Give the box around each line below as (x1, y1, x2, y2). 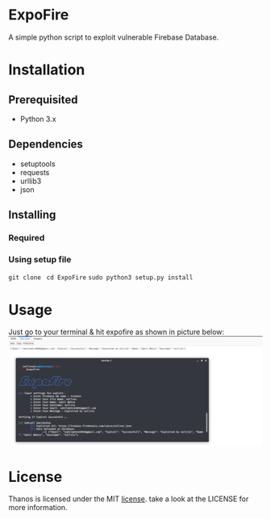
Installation (8, 61, 85, 79)
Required (8, 232, 45, 244)
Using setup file (8, 253, 72, 265)
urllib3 (19, 176, 42, 186)
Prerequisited (8, 93, 78, 107)
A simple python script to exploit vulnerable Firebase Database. (8, 32, 219, 42)
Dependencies (8, 137, 83, 151)
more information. (8, 503, 68, 513)
